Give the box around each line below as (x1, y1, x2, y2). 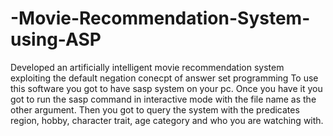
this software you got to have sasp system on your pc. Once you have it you (10, 82, 323, 94)
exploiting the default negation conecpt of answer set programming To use (10, 72, 319, 84)
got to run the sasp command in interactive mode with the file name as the (10, 93, 317, 105)
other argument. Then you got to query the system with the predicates (10, 103, 300, 116)
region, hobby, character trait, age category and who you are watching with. (10, 114, 324, 126)
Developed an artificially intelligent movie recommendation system (10, 61, 285, 73)
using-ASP (10, 28, 102, 51)
